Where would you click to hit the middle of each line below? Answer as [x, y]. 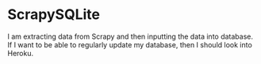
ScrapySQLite [54, 15]
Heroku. [20, 53]
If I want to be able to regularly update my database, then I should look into [130, 44]
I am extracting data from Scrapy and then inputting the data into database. [130, 36]
